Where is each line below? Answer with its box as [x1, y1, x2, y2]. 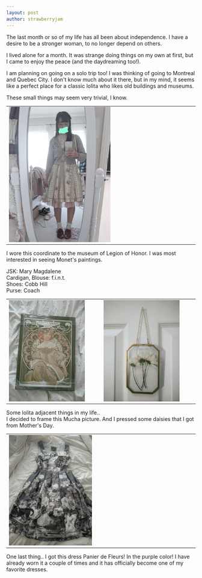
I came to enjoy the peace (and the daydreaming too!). [6, 58, 141, 65]
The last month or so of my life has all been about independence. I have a [6, 33, 188, 40]
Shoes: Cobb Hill [6, 280, 48, 288]
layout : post [6, 10, 39, 16]
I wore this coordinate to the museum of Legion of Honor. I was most [6, 250, 176, 257]
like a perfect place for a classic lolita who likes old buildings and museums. [6, 82, 194, 90]
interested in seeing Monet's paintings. [6, 256, 103, 263]
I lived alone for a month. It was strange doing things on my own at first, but [6, 51, 194, 58]
